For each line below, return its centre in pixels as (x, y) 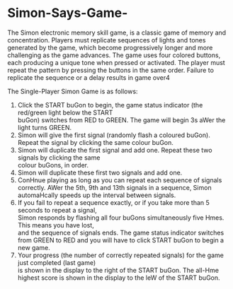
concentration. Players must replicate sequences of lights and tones (107, 40)
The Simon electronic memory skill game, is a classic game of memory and (117, 33)
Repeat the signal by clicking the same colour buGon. (95, 142)
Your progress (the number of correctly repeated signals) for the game (121, 255)
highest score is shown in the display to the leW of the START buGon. (119, 278)
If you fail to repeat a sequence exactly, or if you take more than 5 (114, 202)
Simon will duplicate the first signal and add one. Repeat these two (115, 150)
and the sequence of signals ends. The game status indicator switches (121, 232)
